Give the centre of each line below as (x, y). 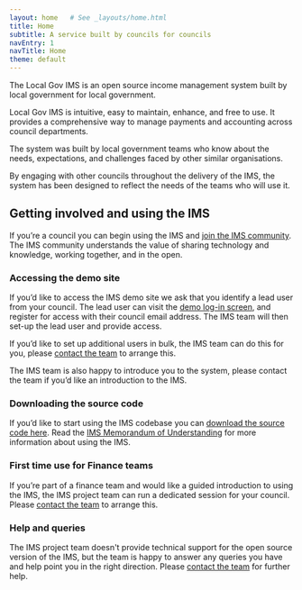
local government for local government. (82, 95)
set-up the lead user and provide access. (86, 326)
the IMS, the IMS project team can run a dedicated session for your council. (150, 495)
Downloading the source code (77, 404)
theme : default (38, 59)
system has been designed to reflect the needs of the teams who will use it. (150, 185)
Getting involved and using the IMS (110, 214)
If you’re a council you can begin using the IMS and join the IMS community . (151, 235)
